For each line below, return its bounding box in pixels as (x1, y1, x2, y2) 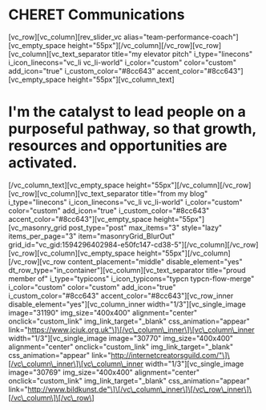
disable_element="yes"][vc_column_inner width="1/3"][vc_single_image (8, 299, 246, 309)
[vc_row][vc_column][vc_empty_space (8, 248, 135, 258)
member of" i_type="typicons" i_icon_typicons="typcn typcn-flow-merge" (8, 274, 255, 283)
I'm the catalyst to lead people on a (8, 102, 246, 121)
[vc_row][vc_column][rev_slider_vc (8, 32, 123, 42)
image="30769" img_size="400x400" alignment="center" (8, 367, 200, 377)
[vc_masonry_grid (8, 223, 67, 232)
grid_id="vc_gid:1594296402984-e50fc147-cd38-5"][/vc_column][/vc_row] (8, 239, 259, 249)
